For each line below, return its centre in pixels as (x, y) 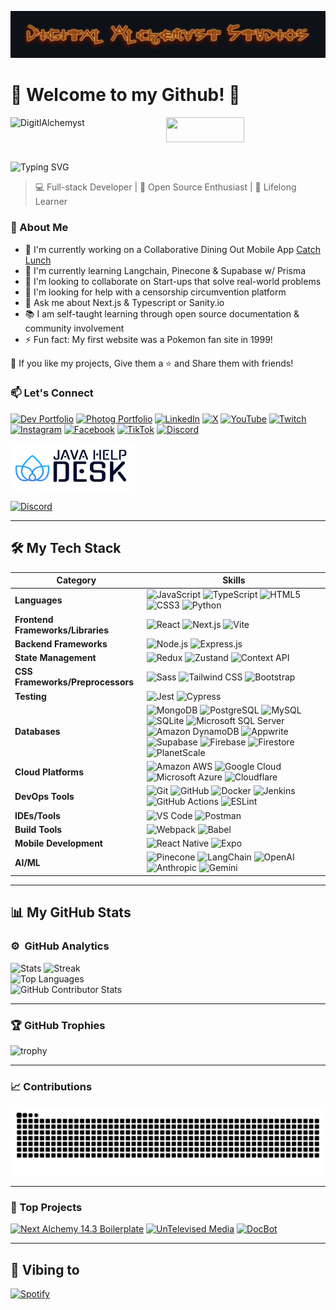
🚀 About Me (39, 228)
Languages (38, 600)
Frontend (34, 619)
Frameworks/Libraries (62, 630)
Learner (51, 202)
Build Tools (38, 829)
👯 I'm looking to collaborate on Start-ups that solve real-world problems (173, 281)
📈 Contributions (51, 1086)
